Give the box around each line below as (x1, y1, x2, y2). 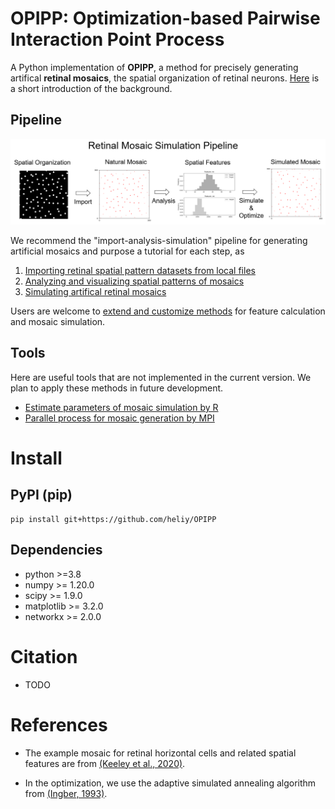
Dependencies (10, 542, 103, 559)
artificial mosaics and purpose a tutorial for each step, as (10, 245, 245, 257)
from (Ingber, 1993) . (24, 787, 108, 799)
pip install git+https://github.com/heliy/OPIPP (10, 514, 217, 524)
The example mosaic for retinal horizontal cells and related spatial (24, 747, 297, 759)
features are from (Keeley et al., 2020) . (24, 757, 186, 769)
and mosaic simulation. (10, 316, 106, 328)
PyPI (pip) (10, 487, 73, 504)
